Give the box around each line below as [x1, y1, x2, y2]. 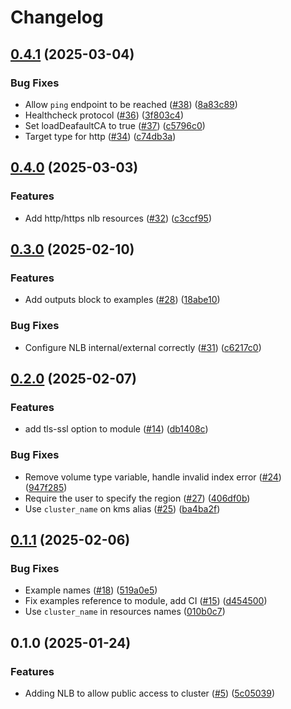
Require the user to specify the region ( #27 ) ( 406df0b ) [24, 492, 251, 504]
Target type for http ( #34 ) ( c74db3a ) [24, 130, 177, 142]
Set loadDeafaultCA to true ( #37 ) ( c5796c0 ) [24, 119, 206, 131]
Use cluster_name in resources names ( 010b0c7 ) [24, 606, 226, 618]
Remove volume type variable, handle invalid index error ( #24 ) [24, 471, 282, 483]
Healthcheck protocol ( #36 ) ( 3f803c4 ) [24, 109, 185, 121]
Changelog [10, 6, 104, 29]
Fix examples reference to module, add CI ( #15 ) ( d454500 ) [24, 595, 268, 607]
